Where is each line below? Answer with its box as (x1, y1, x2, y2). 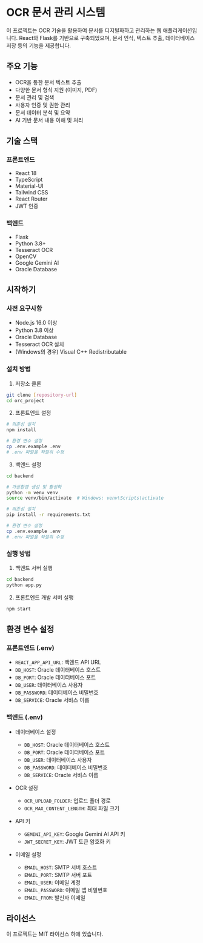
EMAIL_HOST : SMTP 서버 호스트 (24, 864, 98, 871)
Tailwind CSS (15, 189, 48, 196)
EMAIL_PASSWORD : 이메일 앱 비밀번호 (24, 886, 108, 893)
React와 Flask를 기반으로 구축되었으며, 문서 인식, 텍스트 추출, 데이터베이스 (19, 34, 195, 41)
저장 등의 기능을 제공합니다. (6, 42, 72, 49)
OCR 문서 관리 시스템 (6, 5, 105, 19)
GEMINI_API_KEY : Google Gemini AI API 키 (24, 830, 125, 838)
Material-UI (15, 182, 44, 190)
